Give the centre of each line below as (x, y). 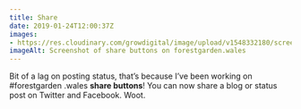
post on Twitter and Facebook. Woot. (77, 96)
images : (24, 34)
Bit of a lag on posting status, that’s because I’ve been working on (131, 76)
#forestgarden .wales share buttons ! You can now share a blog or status (143, 86)
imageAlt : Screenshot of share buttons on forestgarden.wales (128, 51)
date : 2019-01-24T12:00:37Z (62, 26)
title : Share (34, 17)
